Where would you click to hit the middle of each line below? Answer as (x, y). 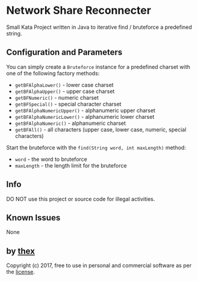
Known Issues (33, 218)
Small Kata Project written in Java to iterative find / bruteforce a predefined (99, 27)
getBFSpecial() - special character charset (68, 104)
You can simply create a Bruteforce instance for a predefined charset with (98, 67)
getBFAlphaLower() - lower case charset (64, 85)
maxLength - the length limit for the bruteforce (71, 165)
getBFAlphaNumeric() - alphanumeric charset (70, 123)
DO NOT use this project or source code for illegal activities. (81, 199)
